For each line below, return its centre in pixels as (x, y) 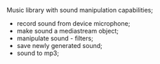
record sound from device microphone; (73, 23)
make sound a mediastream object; (67, 31)
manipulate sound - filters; (55, 38)
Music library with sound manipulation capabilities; (80, 10)
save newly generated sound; (59, 46)
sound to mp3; (38, 53)
